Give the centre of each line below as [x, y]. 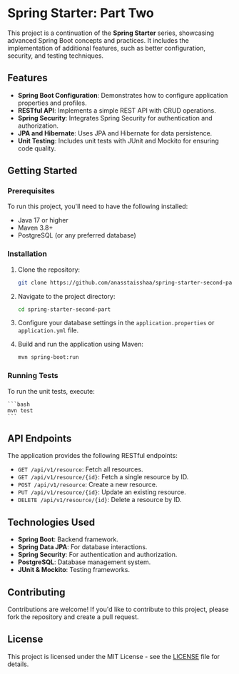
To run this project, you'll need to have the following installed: [98, 206]
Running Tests [33, 376]
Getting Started [42, 171]
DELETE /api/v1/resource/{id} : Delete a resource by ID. [100, 500]
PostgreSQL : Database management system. [84, 562]
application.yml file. [48, 330]
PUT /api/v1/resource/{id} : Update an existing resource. [102, 492]
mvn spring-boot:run [48, 357]
